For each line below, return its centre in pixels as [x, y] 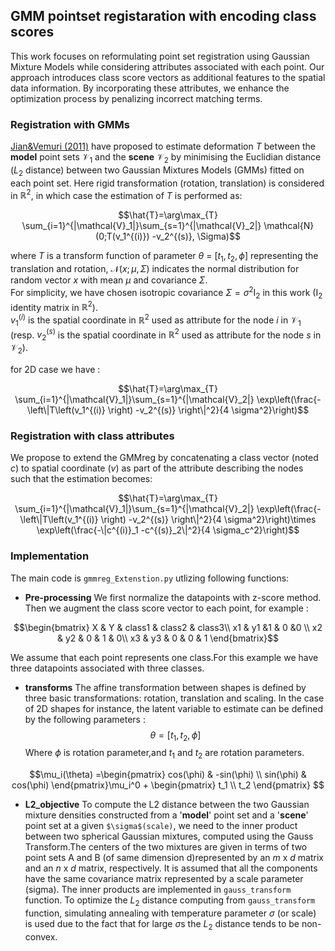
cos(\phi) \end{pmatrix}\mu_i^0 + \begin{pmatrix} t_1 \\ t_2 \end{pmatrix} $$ [168, 785]
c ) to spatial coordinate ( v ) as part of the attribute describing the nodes [157, 468]
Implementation [50, 556]
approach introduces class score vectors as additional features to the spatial [168, 77]
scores [32, 32]
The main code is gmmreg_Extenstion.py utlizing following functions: [150, 578]
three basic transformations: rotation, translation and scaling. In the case [174, 698]
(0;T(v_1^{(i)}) [122, 236]
